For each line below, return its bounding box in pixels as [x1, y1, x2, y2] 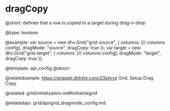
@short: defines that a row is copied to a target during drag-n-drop [5, 20, 146, 26]
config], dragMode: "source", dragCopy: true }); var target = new [5, 44, 141, 50]
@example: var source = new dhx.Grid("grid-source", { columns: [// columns [5, 39, 165, 45]
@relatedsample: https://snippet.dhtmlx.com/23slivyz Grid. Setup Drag [5, 75, 154, 81]
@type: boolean [5, 29, 39, 35]
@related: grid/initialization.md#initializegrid [5, 90, 97, 96]
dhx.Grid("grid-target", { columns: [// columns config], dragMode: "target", [5, 50, 161, 56]
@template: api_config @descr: [5, 65, 71, 71]
